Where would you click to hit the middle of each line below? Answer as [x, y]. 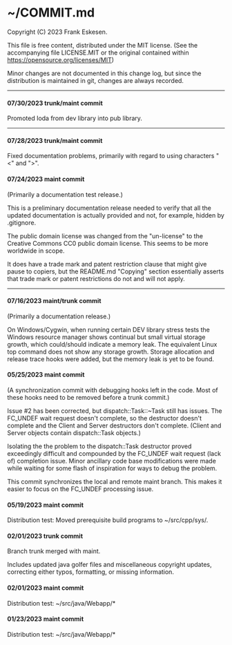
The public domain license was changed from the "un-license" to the [105, 235]
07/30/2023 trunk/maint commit [55, 103]
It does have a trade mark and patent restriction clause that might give [107, 264]
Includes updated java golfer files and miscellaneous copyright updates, [109, 565]
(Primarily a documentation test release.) [65, 194]
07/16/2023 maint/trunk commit [54, 301]
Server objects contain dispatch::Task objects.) [74, 432]
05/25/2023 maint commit [46, 375]
